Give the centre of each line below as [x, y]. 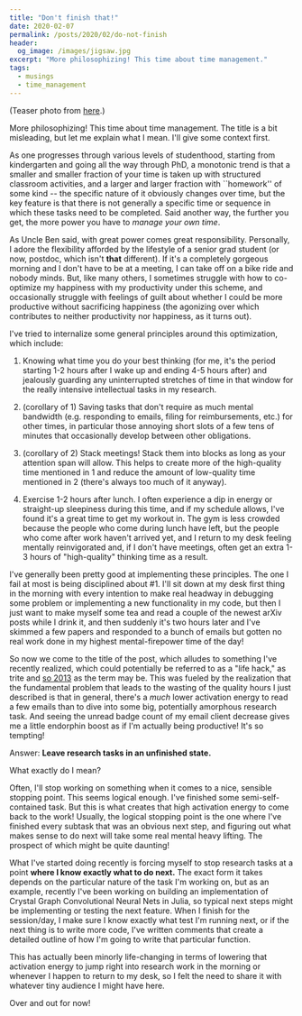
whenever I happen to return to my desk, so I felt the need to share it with [146, 975]
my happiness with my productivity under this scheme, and [153, 287]
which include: [37, 343]
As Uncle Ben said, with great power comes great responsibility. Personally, [150, 239]
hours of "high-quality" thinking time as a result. [119, 556]
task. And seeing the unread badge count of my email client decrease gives [150, 716]
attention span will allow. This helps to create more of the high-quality [152, 462]
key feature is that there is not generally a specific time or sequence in [140, 203]
